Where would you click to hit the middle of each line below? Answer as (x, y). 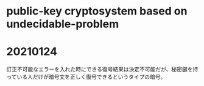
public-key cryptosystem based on (97, 11)
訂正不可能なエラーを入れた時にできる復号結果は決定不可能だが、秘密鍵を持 (102, 69)
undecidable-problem (63, 24)
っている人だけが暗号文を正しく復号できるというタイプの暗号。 (86, 77)
